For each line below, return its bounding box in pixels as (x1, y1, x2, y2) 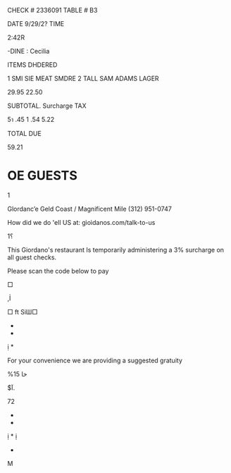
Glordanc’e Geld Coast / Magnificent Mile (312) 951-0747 (7, 204, 173, 213)
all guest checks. (7, 253, 57, 262)
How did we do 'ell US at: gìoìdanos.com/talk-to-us (7, 218, 156, 226)
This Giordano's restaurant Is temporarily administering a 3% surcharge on (7, 245, 224, 254)
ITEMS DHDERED (7, 61, 58, 69)
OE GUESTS (7, 168, 77, 184)
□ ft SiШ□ (7, 307, 38, 316)
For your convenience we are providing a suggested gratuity (7, 356, 183, 364)
